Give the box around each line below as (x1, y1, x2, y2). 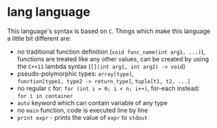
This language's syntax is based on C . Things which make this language (7, 27, 211, 35)
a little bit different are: (7, 34, 72, 42)
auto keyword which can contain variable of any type (17, 98, 168, 107)
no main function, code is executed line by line (17, 106, 148, 114)
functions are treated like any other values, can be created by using (17, 54, 209, 63)
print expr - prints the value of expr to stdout (17, 113, 148, 121)
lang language (7, 4, 91, 20)
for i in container (17, 92, 74, 100)
